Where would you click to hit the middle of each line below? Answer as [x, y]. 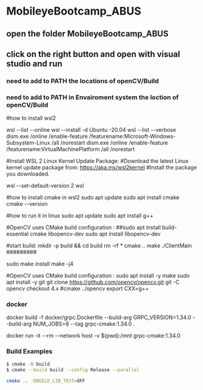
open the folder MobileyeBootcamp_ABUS [87, 34]
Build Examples [29, 352]
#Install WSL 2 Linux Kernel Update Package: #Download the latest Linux [98, 161]
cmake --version [27, 204]
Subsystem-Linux [28, 143]
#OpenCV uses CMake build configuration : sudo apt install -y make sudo [98, 276]
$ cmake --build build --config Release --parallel [73, 370]
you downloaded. [28, 174]
